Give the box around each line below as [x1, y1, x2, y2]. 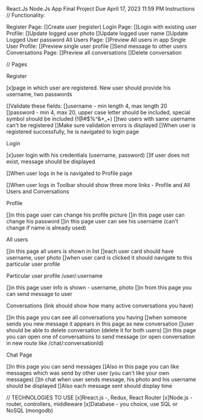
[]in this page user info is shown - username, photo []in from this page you [6, 284, 192, 291]
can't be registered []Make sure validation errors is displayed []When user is [6, 122, 196, 129]
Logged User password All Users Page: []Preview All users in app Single [6, 36, 186, 43]
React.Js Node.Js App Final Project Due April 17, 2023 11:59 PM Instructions [6, 5, 195, 12]
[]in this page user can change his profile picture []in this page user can [6, 211, 185, 218]
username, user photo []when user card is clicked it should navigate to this [6, 254, 193, 261]
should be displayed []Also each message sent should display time [6, 382, 173, 389]
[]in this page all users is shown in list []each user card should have [6, 248, 174, 255]
